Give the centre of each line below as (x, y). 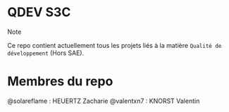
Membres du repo (60, 81)
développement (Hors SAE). (46, 53)
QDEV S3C (39, 12)
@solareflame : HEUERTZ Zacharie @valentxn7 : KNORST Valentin (104, 101)
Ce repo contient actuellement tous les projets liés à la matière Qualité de (114, 45)
